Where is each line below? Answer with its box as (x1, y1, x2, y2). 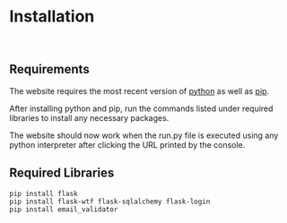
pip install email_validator (9, 204, 118, 214)
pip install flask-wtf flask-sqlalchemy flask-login (9, 197, 211, 206)
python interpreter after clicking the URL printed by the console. (9, 139, 246, 150)
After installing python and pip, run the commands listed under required (9, 103, 274, 114)
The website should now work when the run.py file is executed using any (9, 130, 279, 141)
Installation (9, 6, 95, 27)
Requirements (9, 62, 90, 77)
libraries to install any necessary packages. (9, 112, 170, 123)
